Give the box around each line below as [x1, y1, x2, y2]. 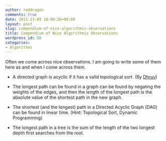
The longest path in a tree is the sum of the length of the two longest [12, 124, 155, 130]
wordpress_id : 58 [5, 36, 42, 41]
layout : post [5, 21, 33, 27]
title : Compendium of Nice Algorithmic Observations [5, 31, 118, 36]
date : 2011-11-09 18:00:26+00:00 [5, 17, 75, 22]
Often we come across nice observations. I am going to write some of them [5, 58, 161, 64]
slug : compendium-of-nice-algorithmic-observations [5, 26, 116, 31]
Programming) [12, 114, 43, 121]
